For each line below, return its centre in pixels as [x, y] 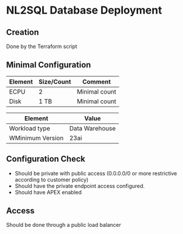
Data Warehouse [92, 128]
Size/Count [55, 82]
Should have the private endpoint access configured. [80, 186]
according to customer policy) [52, 179]
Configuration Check [46, 159]
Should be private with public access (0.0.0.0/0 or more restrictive [96, 173]
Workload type [30, 128]
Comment [97, 82]
